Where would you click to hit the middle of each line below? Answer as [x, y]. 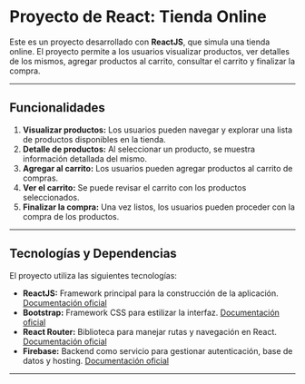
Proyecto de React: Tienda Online [138, 17]
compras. [40, 178]
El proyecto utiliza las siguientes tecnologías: [93, 275]
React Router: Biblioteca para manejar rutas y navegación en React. [149, 331]
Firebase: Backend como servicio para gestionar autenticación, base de [157, 350]
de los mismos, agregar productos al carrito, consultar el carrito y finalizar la [152, 61]
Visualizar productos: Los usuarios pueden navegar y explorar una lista [157, 130]
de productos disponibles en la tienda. [94, 139]
